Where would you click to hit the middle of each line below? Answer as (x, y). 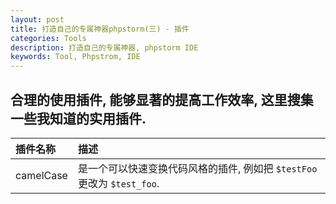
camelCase (41, 175)
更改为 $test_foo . (118, 183)
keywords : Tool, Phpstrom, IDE (75, 57)
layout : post (37, 19)
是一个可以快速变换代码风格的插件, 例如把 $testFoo (197, 168)
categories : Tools (48, 38)
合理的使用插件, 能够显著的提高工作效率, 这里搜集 (162, 99)
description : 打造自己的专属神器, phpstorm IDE (104, 47)
